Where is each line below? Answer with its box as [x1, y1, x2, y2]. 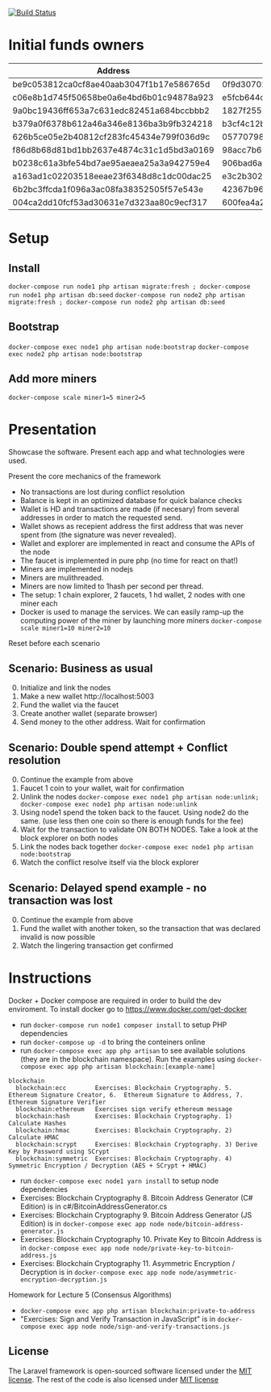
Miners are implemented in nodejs [19, 564, 134, 573]
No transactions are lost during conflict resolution [19, 487, 186, 497]
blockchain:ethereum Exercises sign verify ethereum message [15, 1105, 232, 1113]
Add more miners [8, 372, 97, 386]
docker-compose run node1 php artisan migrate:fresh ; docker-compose [8, 283, 251, 291]
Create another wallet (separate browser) [19, 709, 158, 719]
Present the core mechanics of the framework [8, 471, 161, 480]
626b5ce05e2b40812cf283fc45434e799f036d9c [12, 131, 211, 142]
